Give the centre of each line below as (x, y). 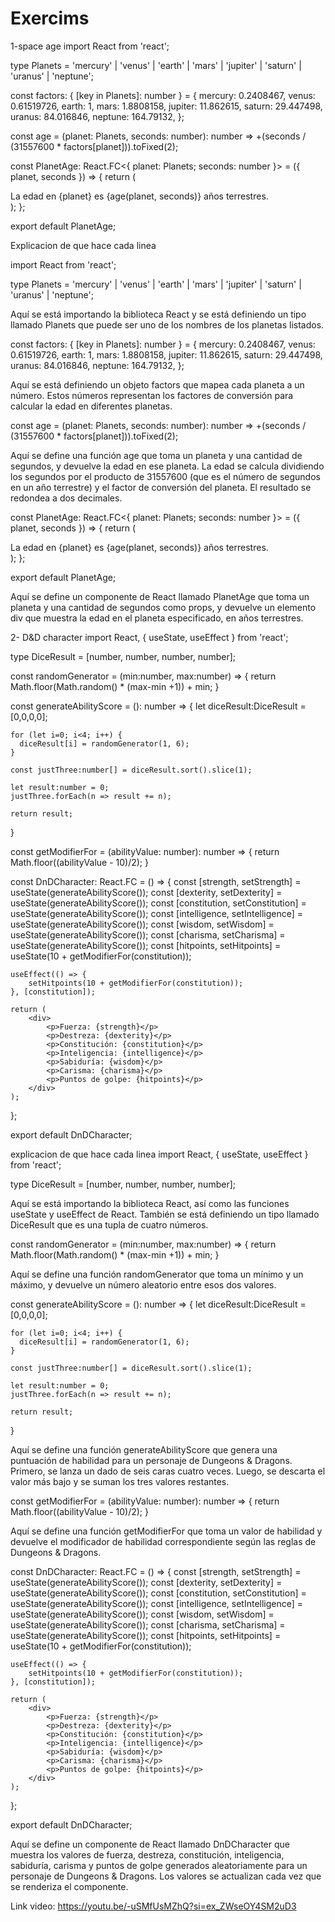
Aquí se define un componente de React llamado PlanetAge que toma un (160, 596)
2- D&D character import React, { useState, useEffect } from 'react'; (149, 637)
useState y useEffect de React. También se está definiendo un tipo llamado (165, 1214)
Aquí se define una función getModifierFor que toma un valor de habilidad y (166, 1531)
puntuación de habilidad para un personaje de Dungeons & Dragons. (151, 1460)
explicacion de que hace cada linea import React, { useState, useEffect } (159, 1154)
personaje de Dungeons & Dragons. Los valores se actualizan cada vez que (166, 1876)
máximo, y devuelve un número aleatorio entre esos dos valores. (143, 1284)
